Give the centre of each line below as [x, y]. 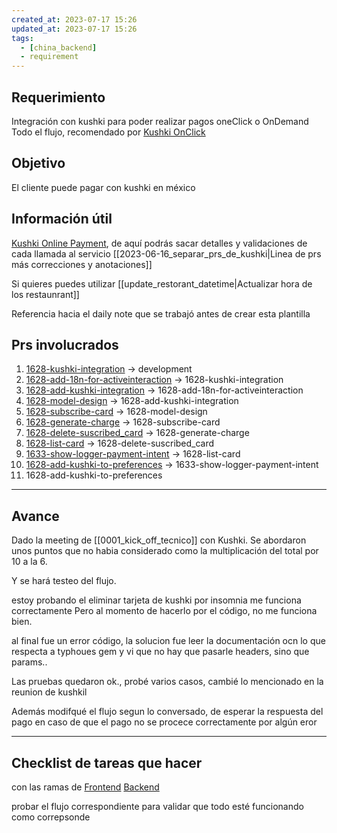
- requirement [49, 57]
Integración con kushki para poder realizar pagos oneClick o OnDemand [160, 121]
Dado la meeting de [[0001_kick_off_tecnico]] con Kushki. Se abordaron [159, 540]
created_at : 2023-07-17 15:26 [74, 19]
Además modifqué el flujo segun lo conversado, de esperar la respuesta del [167, 712]
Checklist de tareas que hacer [107, 762]
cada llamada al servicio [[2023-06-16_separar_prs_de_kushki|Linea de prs [166, 253]
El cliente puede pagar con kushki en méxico [103, 187]
